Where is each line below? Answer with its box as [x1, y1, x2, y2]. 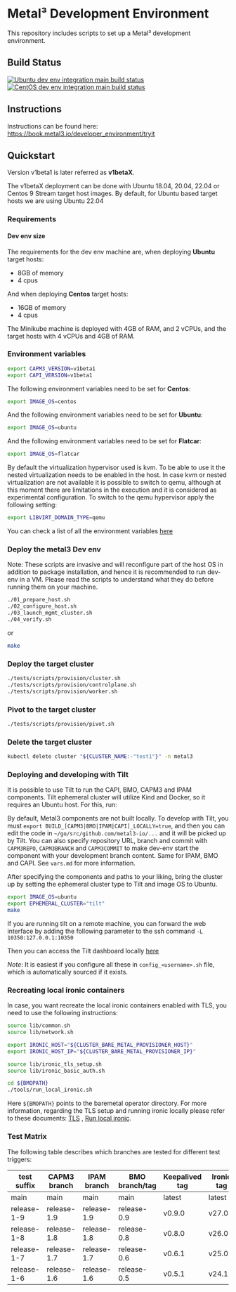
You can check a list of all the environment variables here [7, 527, 173, 535]
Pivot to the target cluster [7, 705, 96, 714]
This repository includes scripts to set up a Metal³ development [7, 29, 191, 37]
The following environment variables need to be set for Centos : [7, 384, 191, 393]
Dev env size [7, 231, 46, 240]
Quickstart [7, 150, 55, 162]
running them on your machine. [7, 582, 98, 592]
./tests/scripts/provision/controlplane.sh [7, 681, 137, 689]
